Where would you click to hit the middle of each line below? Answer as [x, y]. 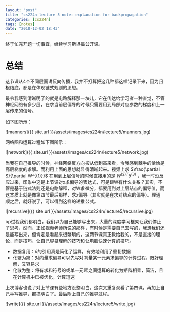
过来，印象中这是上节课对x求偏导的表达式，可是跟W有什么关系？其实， [84, 182]
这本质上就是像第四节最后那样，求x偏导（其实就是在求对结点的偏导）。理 [81, 194]
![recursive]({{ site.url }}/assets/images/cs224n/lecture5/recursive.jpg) [79, 211]
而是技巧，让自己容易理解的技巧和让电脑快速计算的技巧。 [74, 241]
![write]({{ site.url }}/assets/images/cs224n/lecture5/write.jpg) [70, 304]
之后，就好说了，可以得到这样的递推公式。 [54, 201]
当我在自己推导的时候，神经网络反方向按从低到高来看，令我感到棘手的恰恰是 [85, 163]
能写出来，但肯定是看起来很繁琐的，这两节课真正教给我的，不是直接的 [82, 234]
